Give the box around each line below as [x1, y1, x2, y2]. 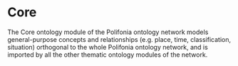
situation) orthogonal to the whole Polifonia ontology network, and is [7, 43, 208, 51]
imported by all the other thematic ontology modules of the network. [7, 50, 208, 59]
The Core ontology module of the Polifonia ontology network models [7, 28, 209, 36]
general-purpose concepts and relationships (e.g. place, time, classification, [7, 35, 232, 43]
